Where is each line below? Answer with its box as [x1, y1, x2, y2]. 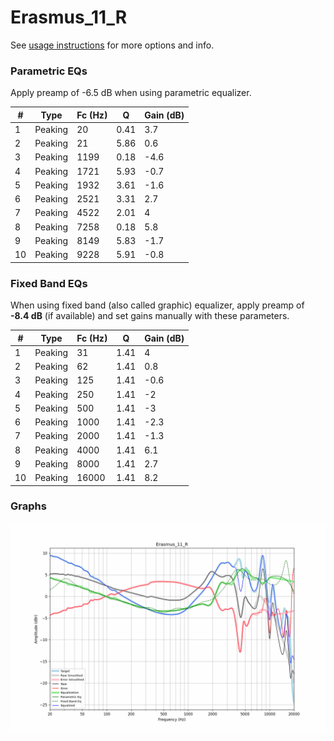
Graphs [10, 499, 47, 513]
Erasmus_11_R [10, 6, 128, 29]
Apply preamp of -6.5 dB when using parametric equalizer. [10, 87, 252, 99]
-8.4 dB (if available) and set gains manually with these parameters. [10, 310, 290, 322]
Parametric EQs [10, 64, 88, 78]
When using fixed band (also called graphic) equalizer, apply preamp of [10, 299, 305, 311]
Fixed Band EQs [10, 276, 88, 290]
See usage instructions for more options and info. [10, 39, 215, 51]
